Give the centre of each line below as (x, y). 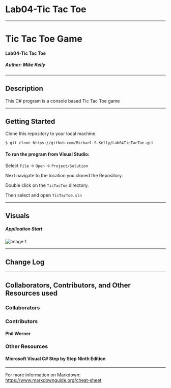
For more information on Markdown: (43, 375)
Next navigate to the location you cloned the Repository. (64, 175)
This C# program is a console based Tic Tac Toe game (63, 101)
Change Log (25, 262)
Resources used (31, 293)
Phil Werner (18, 333)
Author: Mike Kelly (25, 65)
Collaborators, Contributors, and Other (68, 285)
